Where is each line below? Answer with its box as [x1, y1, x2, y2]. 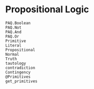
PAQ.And [5, 29, 22, 34]
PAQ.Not [5, 25, 22, 30]
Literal [5, 42, 22, 48]
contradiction [5, 65, 36, 70]
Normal [5, 52, 19, 57]
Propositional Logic [5, 4, 89, 15]
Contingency [5, 70, 31, 75]
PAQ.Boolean [5, 20, 31, 26]
